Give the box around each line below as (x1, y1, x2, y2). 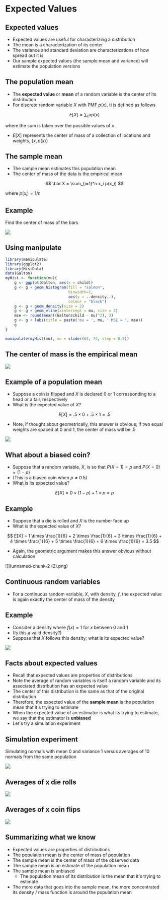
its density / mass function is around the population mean (12, 889, 132, 895)
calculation (12, 553, 36, 559)
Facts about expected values (5, 659, 98, 667)
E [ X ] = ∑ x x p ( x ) (69, 111, 100, 119)
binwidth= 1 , (68, 289, 94, 294)
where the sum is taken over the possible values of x (5, 122, 115, 128)
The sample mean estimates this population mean (12, 166, 116, 172)
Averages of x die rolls (5, 778, 76, 786)
